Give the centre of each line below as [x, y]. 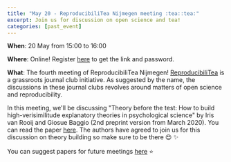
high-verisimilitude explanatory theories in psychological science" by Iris [111, 115]
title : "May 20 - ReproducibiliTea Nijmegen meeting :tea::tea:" [103, 13]
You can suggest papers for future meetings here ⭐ [81, 152]
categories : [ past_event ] [44, 26]
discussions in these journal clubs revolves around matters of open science [115, 88]
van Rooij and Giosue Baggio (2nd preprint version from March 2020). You [113, 123]
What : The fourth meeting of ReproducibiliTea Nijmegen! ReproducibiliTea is [116, 72]
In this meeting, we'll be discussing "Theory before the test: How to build [111, 108]
